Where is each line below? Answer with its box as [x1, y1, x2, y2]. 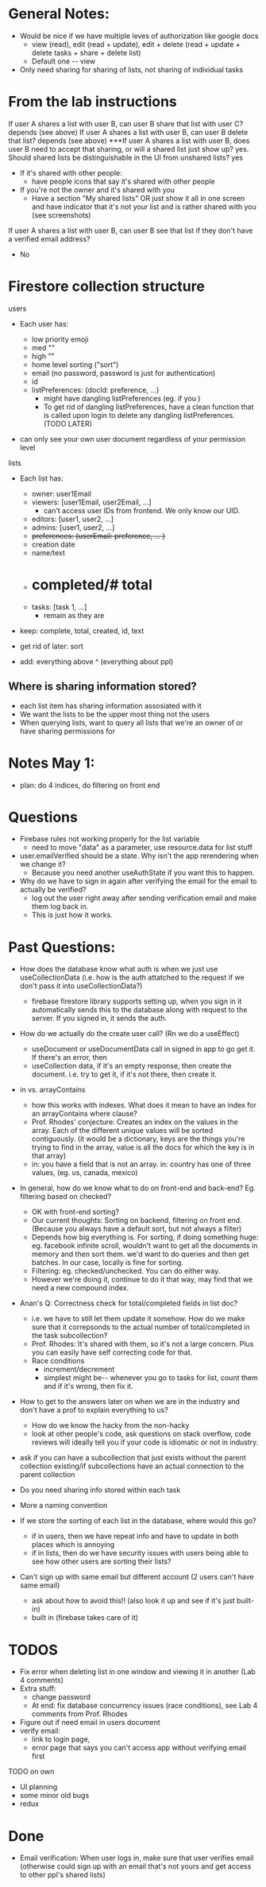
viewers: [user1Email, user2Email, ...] [31, 497, 152, 507]
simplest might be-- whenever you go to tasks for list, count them [43, 1373, 258, 1382]
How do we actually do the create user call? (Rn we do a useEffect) [19, 1029, 240, 1038]
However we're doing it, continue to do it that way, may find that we [31, 1274, 253, 1284]
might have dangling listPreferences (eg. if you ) [43, 393, 201, 403]
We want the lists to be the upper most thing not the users [19, 709, 210, 719]
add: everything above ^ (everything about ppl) [19, 656, 174, 666]
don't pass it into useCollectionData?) [19, 981, 143, 991]
